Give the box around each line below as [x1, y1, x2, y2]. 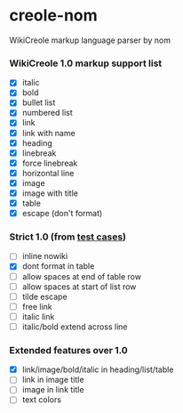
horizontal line [21, 167, 75, 178]
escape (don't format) [21, 208, 103, 219]
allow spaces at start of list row [21, 281, 137, 292]
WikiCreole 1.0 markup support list [9, 57, 163, 69]
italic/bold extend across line [21, 321, 128, 332]
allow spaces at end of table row [21, 271, 142, 281]
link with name [21, 127, 76, 138]
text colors [21, 394, 62, 405]
